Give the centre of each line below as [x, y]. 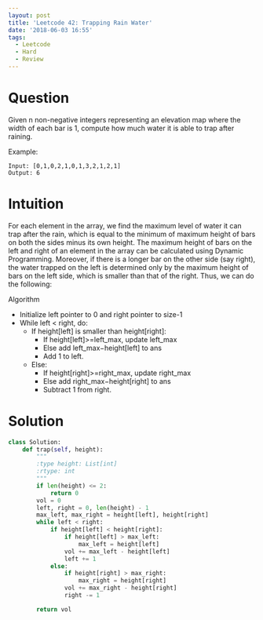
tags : [17, 37]
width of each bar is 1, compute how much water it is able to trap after [121, 128]
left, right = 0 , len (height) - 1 [93, 508]
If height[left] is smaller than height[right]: [99, 331]
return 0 [64, 493]
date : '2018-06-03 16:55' [50, 30]
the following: [30, 284]
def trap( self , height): [63, 449]
